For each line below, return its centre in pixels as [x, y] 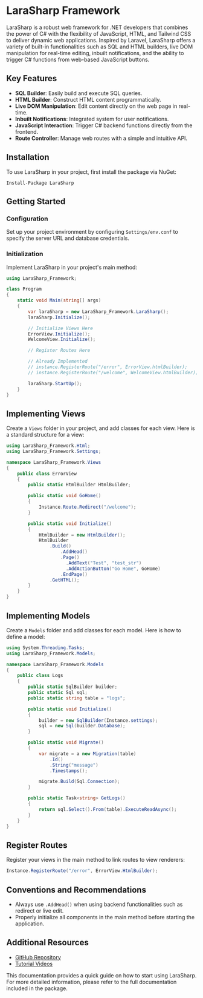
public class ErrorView [47, 474]
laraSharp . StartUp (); [55, 383]
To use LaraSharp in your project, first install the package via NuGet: [92, 172]
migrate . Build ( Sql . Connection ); [79, 782]
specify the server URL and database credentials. [68, 238]
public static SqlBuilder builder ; [73, 687]
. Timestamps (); [68, 771]
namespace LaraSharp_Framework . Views [54, 462]
